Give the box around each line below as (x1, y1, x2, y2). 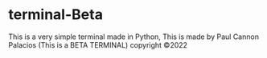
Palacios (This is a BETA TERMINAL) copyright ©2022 (8, 40, 187, 49)
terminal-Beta (8, 6, 103, 24)
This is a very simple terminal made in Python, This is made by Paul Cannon (8, 32, 260, 41)
